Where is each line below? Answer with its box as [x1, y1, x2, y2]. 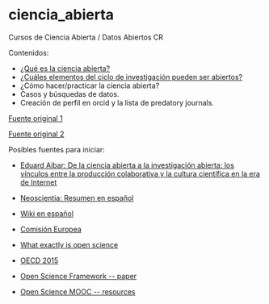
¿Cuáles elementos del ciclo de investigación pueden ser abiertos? [19, 72, 243, 81]
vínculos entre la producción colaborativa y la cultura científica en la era [19, 169, 261, 178]
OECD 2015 [19, 256, 59, 265]
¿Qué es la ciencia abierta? [19, 63, 111, 73]
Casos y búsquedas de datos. [19, 89, 120, 98]
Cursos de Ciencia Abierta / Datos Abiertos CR [8, 32, 164, 42]
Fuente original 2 [8, 129, 65, 139]
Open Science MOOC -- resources [19, 286, 136, 296]
